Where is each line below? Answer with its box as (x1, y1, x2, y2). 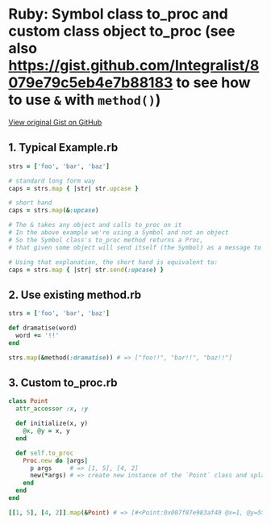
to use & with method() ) (8, 90, 161, 109)
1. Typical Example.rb (8, 141, 119, 154)
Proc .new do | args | (23, 456, 89, 464)
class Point (8, 397, 48, 405)
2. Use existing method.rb (8, 288, 142, 301)
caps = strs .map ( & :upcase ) (8, 207, 99, 215)
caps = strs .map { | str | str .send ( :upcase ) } (8, 266, 164, 274)
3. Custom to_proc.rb (8, 376, 119, 389)
